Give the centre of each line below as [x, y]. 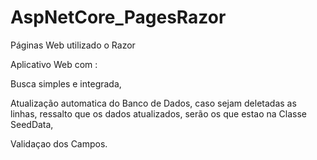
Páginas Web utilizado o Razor [73, 45]
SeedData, [32, 124]
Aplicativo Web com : [54, 64]
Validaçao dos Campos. [59, 143]
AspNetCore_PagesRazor [118, 17]
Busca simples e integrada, [66, 83]
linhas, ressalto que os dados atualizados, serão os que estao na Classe [159, 113]
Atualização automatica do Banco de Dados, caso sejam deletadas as [153, 103]
